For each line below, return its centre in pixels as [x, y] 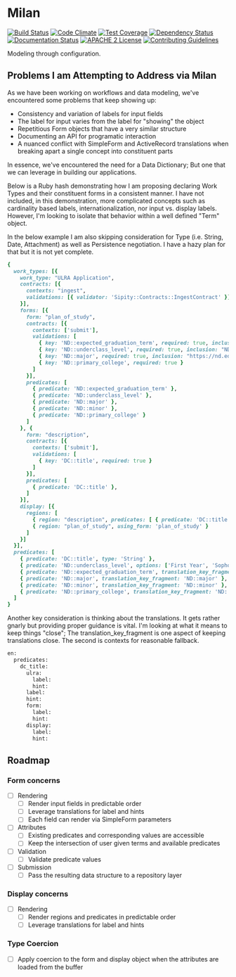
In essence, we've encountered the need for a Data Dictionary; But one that [117, 165]
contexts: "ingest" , [56, 291]
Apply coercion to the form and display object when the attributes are [118, 959]
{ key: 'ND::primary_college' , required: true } [111, 363]
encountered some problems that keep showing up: [82, 100]
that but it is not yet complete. [51, 252]
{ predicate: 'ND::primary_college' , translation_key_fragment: [116, 592]
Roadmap [29, 760]
